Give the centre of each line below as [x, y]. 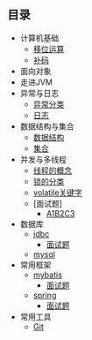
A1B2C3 [60, 213]
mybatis [47, 275]
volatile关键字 [58, 193]
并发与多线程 [43, 159]
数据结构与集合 [47, 126]
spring [45, 295]
